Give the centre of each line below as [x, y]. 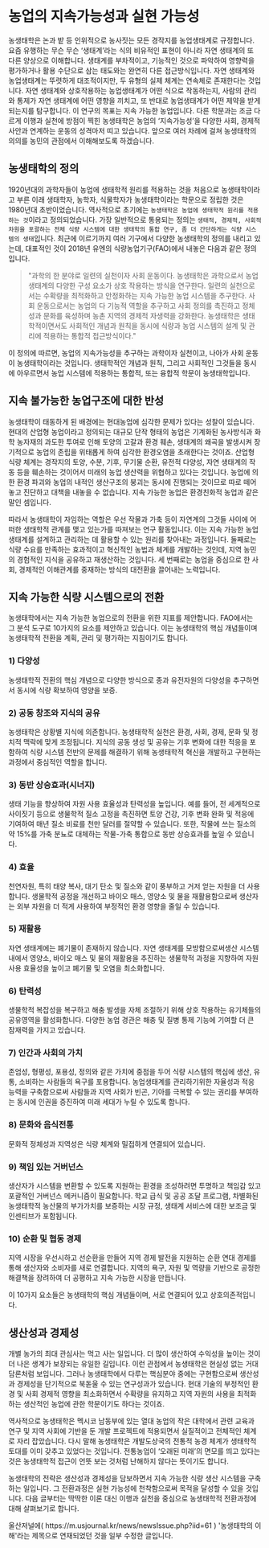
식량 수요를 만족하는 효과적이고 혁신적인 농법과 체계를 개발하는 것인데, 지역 [125, 549]
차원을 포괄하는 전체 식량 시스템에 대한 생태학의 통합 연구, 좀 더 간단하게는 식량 [125, 229]
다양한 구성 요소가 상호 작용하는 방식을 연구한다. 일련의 [141, 285]
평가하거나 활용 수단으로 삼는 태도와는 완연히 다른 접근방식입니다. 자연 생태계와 [132, 70]
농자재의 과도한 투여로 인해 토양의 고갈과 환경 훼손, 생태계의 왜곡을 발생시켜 [134, 441]
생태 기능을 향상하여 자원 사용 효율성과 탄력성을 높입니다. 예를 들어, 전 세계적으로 [134, 804]
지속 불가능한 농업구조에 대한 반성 [86, 401]
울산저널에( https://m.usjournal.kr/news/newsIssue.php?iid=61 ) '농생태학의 [130, 1525]
